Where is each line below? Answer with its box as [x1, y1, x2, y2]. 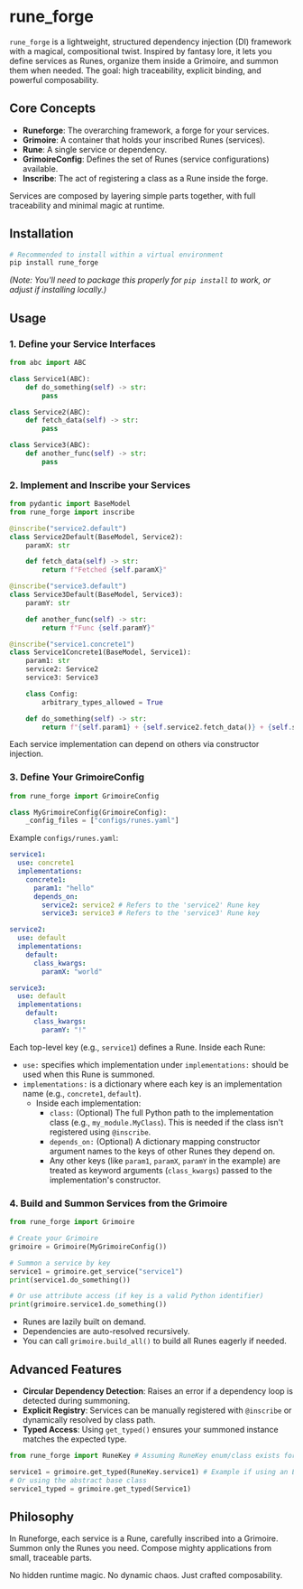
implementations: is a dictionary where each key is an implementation [22, 1078, 282, 1089]
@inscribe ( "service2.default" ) [9, 524, 127, 533]
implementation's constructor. [49, 1174, 161, 1185]
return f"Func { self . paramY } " [41, 623, 155, 632]
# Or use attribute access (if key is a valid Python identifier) [9, 1292, 264, 1301]
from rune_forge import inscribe [9, 508, 135, 517]
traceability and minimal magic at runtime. [9, 200, 165, 210]
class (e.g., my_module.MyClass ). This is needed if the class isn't [49, 1117, 284, 1127]
